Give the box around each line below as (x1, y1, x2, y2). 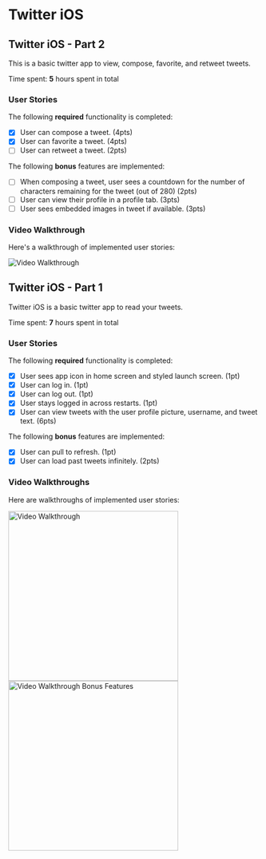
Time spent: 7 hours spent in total (8, 317, 119, 327)
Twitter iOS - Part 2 (8, 38, 105, 51)
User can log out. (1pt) (19, 389, 93, 399)
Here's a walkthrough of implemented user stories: (8, 242, 176, 252)
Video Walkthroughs (8, 477, 90, 488)
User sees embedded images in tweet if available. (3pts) (19, 204, 206, 213)
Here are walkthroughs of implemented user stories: (8, 495, 180, 504)
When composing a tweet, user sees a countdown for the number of (19, 177, 245, 187)
